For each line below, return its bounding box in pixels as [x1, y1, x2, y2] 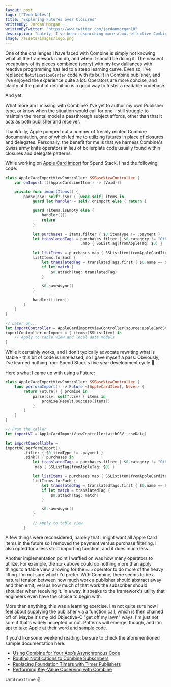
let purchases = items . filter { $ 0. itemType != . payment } [32, 232, 160, 237]
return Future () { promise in [23, 389, 88, 394]
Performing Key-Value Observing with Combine [12, 666, 112, 672]
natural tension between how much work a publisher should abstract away [5, 577, 162, 583]
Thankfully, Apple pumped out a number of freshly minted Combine [5, 128, 147, 134]
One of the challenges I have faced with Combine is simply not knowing [5, 50, 156, 56]
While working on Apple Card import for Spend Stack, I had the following [5, 160, 158, 166]
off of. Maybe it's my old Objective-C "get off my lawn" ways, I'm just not [5, 614, 159, 620]
